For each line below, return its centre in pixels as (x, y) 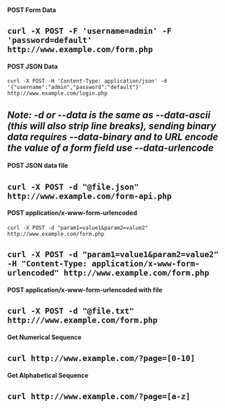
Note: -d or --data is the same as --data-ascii (109, 115)
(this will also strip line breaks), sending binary (112, 126)
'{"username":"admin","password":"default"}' (74, 88)
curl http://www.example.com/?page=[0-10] (101, 359)
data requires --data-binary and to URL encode (113, 137)
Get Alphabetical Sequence (48, 375)
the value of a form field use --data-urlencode (111, 148)
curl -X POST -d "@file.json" (73, 187)
